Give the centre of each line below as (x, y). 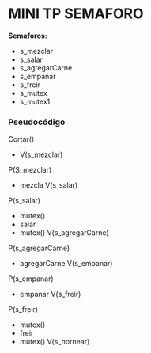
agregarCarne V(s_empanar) (66, 264)
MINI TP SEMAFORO (76, 14)
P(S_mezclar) (30, 170)
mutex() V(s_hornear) (55, 342)
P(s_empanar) (31, 279)
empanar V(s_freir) (50, 294)
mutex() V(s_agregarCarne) (64, 233)
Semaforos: (28, 36)
